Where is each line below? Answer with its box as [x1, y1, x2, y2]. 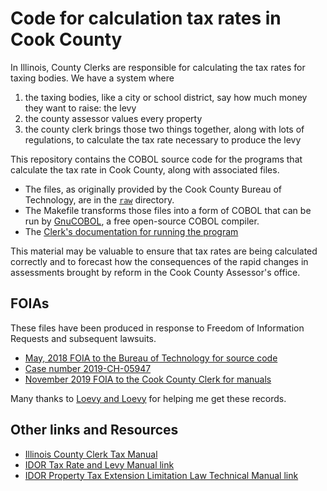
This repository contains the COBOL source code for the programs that [10, 153, 303, 165]
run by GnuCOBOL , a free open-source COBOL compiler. [24, 215, 260, 227]
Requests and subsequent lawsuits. [10, 332, 157, 344]
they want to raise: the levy [24, 102, 137, 114]
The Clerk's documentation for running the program [24, 225, 239, 237]
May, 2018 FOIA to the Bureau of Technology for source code [24, 352, 278, 364]
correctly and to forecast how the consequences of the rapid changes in [10, 255, 309, 267]
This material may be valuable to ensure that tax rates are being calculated [10, 245, 318, 257]
